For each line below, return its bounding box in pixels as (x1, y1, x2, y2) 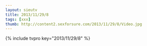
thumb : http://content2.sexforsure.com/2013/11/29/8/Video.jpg (5, 21, 142, 27)
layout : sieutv (5, 7, 38, 13)
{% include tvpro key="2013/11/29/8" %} (5, 35, 91, 41)
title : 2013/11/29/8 (5, 12, 49, 17)
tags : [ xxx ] (5, 17, 31, 22)
